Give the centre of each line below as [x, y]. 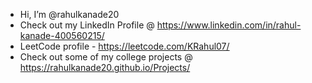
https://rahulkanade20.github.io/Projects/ [105, 67]
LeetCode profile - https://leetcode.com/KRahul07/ [124, 46]
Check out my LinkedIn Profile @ [87, 25]
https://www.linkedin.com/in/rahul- [229, 25]
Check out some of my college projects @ [106, 57]
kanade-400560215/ [62, 35]
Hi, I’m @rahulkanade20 [69, 14]
